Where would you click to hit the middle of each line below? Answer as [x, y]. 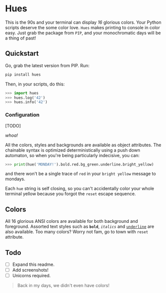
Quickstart [22, 54]
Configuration [22, 115]
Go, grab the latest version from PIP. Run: [47, 65]
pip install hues [23, 75]
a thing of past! [21, 38]
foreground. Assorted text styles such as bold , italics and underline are [80, 227]
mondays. [15, 179]
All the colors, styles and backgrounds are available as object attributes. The [83, 145]
